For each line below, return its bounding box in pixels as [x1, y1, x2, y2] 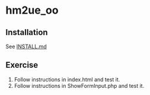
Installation [5, 27, 48, 37]
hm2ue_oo [5, 4, 59, 17]
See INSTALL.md [5, 43, 47, 50]
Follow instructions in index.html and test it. [14, 75, 120, 83]
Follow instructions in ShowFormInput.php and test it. [14, 82, 145, 89]
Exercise [5, 60, 39, 70]
